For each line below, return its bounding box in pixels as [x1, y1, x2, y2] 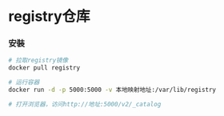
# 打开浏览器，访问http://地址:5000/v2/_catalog [8, 100, 162, 108]
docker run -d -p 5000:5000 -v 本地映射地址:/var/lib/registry [8, 86, 217, 94]
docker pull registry [8, 64, 81, 72]
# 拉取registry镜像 [8, 57, 69, 65]
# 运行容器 [8, 78, 40, 86]
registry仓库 [8, 7, 90, 26]
